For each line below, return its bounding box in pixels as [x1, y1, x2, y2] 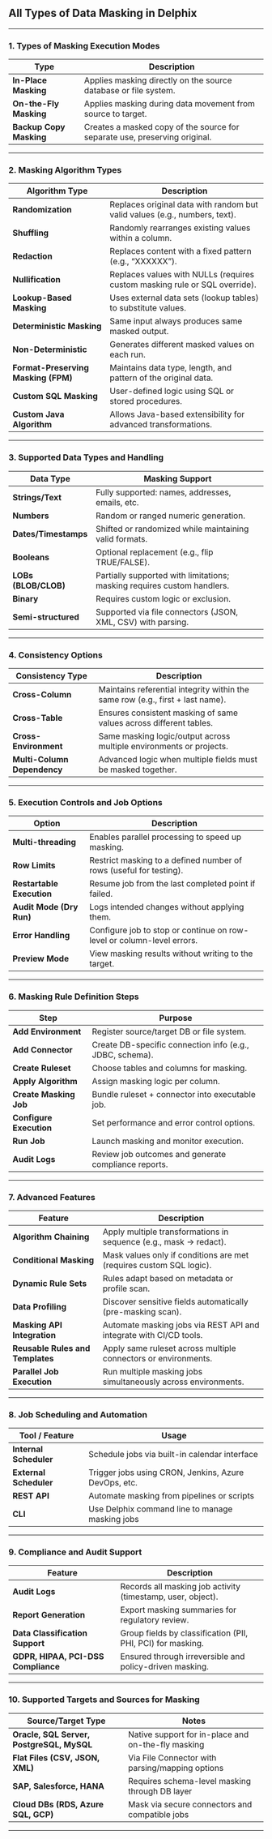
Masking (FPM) [12, 372, 73, 384]
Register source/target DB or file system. [91, 1026, 247, 1037]
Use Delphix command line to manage [88, 1503, 233, 1515]
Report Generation [12, 1610, 86, 1621]
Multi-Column [12, 754, 69, 765]
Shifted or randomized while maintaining [96, 523, 249, 534]
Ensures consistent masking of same [98, 707, 239, 718]
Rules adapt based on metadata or [102, 1272, 233, 1284]
